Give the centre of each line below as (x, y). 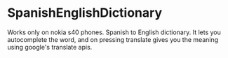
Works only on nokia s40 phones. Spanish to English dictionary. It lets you (114, 32)
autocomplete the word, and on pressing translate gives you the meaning (113, 39)
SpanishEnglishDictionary (85, 13)
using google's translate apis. (50, 47)
